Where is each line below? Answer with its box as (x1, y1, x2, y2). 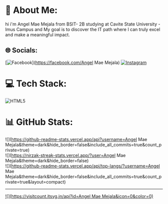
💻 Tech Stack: (5, 77, 67, 89)
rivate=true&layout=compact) (5, 178, 66, 184)
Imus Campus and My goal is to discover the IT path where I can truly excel (5, 26, 160, 32)
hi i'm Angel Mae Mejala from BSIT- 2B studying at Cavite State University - (5, 21, 161, 27)
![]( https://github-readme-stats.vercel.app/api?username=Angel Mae (5, 136, 147, 142)
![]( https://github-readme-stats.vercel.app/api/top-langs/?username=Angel (5, 162, 160, 169)
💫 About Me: (5, 4, 58, 16)
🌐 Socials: (5, 46, 38, 54)
